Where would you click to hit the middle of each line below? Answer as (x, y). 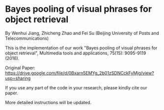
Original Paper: (20, 68)
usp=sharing (18, 78)
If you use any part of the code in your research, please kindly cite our (76, 87)
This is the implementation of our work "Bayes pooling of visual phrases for (81, 48)
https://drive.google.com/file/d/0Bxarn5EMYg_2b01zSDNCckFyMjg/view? (80, 73)
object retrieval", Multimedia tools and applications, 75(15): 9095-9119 (76, 53)
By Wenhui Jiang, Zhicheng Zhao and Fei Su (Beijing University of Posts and (82, 33)
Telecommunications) (27, 38)
